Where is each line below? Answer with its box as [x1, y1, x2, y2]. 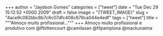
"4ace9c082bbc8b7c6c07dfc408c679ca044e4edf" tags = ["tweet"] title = [5, 15, 158, 20]
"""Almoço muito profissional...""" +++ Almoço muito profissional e [5, 20, 142, 26]
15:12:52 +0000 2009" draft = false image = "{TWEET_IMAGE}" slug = [5, 9, 149, 15]
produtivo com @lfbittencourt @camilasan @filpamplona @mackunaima [5, 25, 153, 31]
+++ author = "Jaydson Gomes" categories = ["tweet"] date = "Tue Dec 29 [5, 4, 159, 10]
